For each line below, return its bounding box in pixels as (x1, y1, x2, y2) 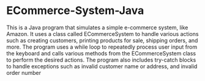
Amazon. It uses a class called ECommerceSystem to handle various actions (6, 30, 199, 37)
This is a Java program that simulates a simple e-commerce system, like (6, 24, 188, 31)
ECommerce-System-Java (6, 4, 144, 18)
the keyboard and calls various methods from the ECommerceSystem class (6, 49, 196, 57)
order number (6, 69, 42, 76)
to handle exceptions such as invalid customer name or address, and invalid (6, 62, 198, 70)
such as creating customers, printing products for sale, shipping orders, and (6, 37, 198, 44)
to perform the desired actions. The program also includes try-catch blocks (6, 56, 196, 63)
